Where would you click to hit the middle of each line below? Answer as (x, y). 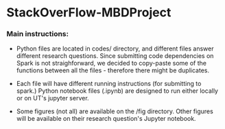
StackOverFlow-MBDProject (89, 13)
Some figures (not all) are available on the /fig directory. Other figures (115, 111)
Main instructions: (38, 34)
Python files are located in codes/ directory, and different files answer (115, 48)
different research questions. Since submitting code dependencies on (115, 56)
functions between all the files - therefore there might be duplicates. (113, 70)
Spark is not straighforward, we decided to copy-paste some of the (111, 63)
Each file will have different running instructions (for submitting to (109, 84)
